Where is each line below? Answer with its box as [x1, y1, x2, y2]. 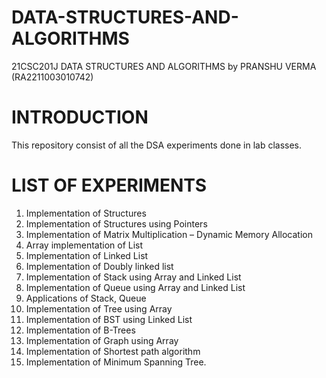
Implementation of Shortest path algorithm [25, 345, 201, 357]
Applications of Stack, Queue [25, 292, 147, 304]
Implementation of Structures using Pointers [25, 217, 208, 230]
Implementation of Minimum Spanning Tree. [25, 356, 207, 368]
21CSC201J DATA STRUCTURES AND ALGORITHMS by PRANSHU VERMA [11, 60, 317, 72]
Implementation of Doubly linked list [25, 260, 174, 272]
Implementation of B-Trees [25, 324, 136, 336]
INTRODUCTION [11, 106, 149, 129]
